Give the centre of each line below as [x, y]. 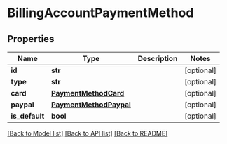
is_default [28, 116]
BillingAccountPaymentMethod [101, 13]
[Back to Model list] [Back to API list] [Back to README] [88, 133]
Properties [31, 39]
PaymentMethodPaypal [91, 105]
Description [158, 59]
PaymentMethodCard [88, 93]
